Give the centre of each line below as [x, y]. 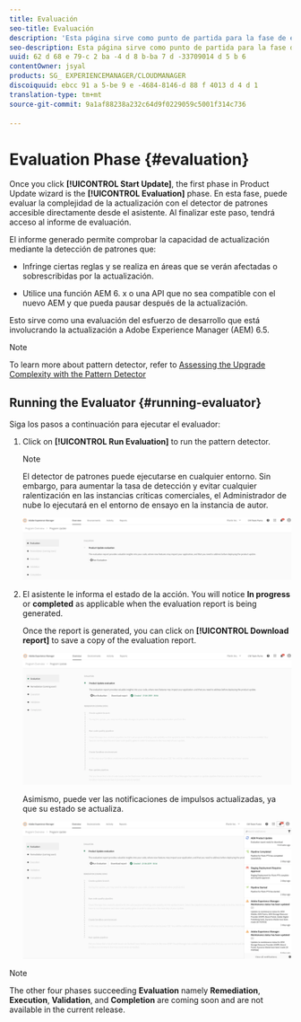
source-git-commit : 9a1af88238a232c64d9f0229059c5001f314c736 [128, 104]
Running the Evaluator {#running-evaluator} [136, 403]
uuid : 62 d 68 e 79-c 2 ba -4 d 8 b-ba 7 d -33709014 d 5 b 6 [128, 57]
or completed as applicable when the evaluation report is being [139, 604]
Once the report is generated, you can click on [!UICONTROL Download [155, 630]
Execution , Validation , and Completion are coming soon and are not [136, 1000]
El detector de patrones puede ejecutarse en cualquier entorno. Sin [146, 477]
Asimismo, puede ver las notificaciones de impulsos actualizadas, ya [149, 798]
